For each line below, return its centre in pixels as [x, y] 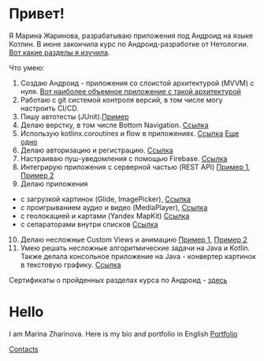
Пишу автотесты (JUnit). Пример [74, 116]
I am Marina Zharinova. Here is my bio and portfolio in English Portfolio [123, 333]
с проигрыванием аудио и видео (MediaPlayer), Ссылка [114, 207]
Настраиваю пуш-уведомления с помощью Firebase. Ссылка [124, 158]
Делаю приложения [54, 183]
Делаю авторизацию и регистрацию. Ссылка [97, 150]
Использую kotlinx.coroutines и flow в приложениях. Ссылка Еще [130, 133]
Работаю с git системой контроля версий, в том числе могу [121, 100]
